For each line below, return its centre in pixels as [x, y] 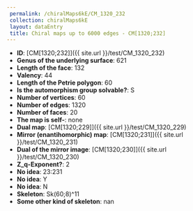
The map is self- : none [49, 120]
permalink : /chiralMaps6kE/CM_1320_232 [68, 14]
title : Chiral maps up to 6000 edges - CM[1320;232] [88, 33]
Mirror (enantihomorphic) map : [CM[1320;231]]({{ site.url [100, 135]
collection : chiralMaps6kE [49, 20]
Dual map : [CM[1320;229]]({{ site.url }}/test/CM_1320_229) [101, 127]
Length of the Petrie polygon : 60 [64, 83]
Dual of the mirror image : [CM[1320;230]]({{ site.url [91, 150]
